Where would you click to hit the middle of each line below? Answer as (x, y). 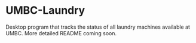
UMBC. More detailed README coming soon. (61, 33)
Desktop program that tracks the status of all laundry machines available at (98, 27)
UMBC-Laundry (45, 10)
